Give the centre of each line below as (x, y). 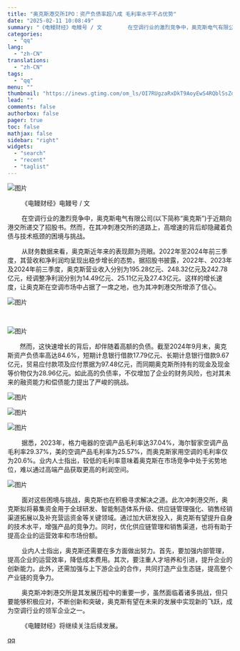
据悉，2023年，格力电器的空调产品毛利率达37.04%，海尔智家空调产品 (125, 443)
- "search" (30, 153)
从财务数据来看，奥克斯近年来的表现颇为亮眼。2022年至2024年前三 (121, 251)
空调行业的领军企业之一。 (51, 610)
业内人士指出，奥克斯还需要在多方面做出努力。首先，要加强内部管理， (125, 550)
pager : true (25, 120)
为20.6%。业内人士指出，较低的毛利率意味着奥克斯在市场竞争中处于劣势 (114, 460)
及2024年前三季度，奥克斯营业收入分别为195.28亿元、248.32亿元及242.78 (117, 269)
